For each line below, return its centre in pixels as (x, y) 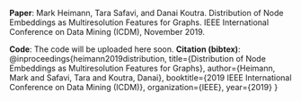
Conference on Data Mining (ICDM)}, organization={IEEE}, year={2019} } (144, 87)
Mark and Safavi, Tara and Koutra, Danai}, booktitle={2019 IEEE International (150, 78)
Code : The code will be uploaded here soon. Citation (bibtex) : (125, 49)
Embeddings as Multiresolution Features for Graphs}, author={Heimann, (142, 68)
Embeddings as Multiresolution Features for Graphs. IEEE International (139, 22)
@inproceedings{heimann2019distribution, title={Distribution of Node (138, 59)
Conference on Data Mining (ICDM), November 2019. (107, 32)
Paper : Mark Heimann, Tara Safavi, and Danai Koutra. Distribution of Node (146, 13)
